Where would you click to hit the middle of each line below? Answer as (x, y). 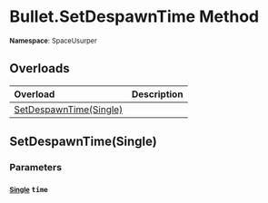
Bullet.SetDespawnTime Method (134, 17)
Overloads (40, 68)
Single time (29, 189)
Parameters (35, 168)
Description (157, 94)
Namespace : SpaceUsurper (53, 41)
